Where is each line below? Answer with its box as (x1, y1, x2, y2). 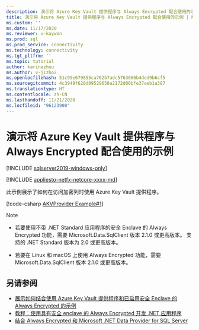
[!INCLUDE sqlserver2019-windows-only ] (6, 164, 108, 172)
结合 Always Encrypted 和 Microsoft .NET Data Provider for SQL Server (14, 317, 188, 324)
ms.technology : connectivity (6, 47, 78, 53)
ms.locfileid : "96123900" (6, 102, 70, 109)
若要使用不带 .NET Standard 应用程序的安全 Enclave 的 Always (14, 224, 168, 231)
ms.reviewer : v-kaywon (6, 31, 62, 37)
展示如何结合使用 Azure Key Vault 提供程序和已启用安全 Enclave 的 (14, 295, 178, 302)
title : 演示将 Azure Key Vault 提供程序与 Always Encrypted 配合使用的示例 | (6, 14, 190, 20)
